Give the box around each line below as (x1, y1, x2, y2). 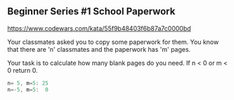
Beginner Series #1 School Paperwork (7, 6, 176, 17)
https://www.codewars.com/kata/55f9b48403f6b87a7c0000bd (7, 24, 191, 32)
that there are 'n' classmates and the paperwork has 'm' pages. (7, 45, 191, 53)
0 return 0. (7, 66, 39, 74)
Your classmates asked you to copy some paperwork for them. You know (7, 38, 219, 46)
